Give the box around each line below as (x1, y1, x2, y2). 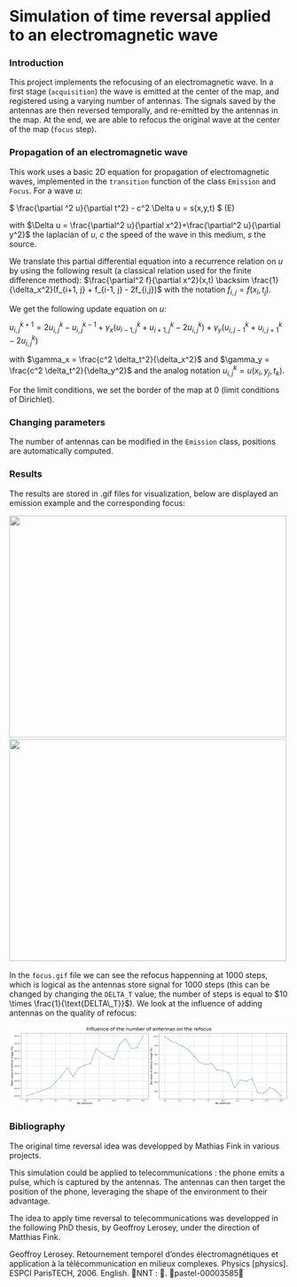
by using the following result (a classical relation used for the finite (9, 265, 252, 276)
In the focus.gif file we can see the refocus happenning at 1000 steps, (9, 969, 269, 980)
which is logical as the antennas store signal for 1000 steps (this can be (9, 979, 270, 990)
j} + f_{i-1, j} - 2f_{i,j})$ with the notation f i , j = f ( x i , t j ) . (79, 284, 272, 296)
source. (9, 238, 37, 249)
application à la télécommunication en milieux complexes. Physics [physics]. (9, 1258, 288, 1268)
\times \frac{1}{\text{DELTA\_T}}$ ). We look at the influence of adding (9, 998, 263, 1008)
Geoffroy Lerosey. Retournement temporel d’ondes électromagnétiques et (9, 1249, 279, 1259)
